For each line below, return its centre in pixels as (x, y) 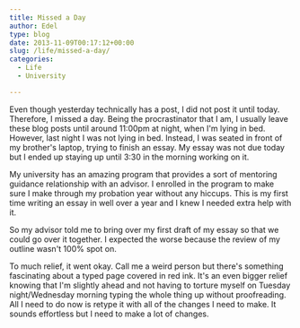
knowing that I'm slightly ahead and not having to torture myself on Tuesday (150, 285)
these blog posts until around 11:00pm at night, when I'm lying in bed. (137, 128)
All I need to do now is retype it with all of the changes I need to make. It (143, 304)
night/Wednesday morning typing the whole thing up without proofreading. (148, 294)
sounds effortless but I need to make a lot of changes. (109, 314)
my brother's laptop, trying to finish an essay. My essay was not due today (147, 147)
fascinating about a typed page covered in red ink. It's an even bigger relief (149, 275)
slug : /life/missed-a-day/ (60, 51)
